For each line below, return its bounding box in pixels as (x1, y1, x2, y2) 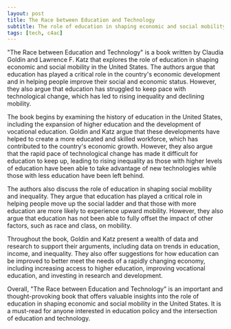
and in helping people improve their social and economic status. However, (7, 77, 217, 86)
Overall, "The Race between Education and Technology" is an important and (7, 285, 223, 293)
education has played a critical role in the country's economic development (7, 70, 221, 79)
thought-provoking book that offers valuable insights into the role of (7, 292, 199, 301)
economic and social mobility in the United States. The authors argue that (7, 63, 215, 71)
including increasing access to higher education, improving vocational (7, 264, 206, 272)
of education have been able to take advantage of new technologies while (7, 164, 217, 172)
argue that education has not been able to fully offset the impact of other (7, 215, 214, 223)
